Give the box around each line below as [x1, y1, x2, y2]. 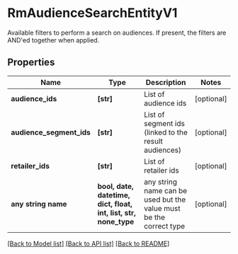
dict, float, [97, 199, 132, 209]
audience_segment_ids [11, 127, 91, 137]
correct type [144, 221, 186, 231]
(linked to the [144, 127, 188, 137]
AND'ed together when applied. [7, 35, 100, 44]
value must [144, 203, 181, 213]
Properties [7, 57, 55, 69]
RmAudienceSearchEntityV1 [7, 5, 178, 21]
